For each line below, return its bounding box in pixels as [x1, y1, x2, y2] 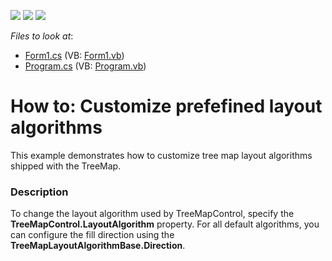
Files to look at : [10, 30, 74, 42]
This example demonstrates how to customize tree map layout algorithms [10, 149, 313, 161]
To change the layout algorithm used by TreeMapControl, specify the [10, 208, 295, 220]
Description [10, 185, 69, 199]
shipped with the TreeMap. [10, 160, 122, 172]
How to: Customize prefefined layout [10, 95, 323, 118]
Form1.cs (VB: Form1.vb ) [24, 50, 125, 61]
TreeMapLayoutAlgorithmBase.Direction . [10, 240, 186, 252]
